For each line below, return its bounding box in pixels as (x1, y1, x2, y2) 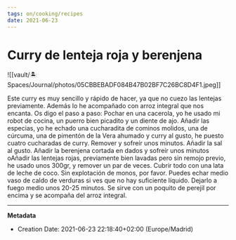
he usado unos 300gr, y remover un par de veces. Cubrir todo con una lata (7, 161, 224, 170)
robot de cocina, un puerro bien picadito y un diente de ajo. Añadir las (7, 116, 209, 125)
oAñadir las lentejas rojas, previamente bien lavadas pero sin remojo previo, (7, 154, 226, 162)
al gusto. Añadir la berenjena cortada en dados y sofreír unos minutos (7, 147, 209, 155)
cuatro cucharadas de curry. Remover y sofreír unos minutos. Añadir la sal (7, 139, 223, 147)
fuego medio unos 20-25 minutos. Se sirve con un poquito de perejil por (7, 184, 216, 192)
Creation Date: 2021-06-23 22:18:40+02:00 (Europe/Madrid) (17, 225, 194, 234)
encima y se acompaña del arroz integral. (7, 191, 128, 200)
